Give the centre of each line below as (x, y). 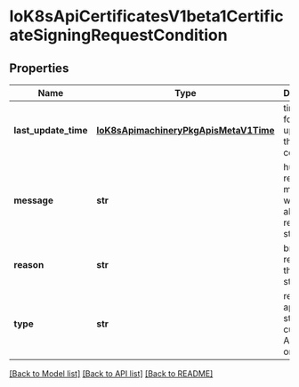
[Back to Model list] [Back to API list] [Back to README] (111, 374)
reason (29, 265)
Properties (39, 68)
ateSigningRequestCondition (119, 35)
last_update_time (51, 130)
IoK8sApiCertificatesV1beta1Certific (146, 16)
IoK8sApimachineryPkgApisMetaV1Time (186, 130)
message (33, 200)
